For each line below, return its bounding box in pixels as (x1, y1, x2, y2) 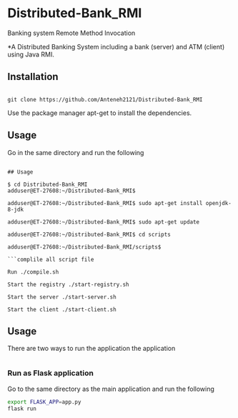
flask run (7, 405, 37, 412)
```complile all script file (7, 256, 94, 263)
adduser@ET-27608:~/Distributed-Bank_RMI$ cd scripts (7, 231, 172, 238)
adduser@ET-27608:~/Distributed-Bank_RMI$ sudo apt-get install (7, 199, 203, 206)
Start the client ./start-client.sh (7, 306, 116, 313)
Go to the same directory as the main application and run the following (7, 384, 214, 393)
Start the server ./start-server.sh (7, 293, 116, 301)
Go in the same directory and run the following (7, 148, 144, 156)
